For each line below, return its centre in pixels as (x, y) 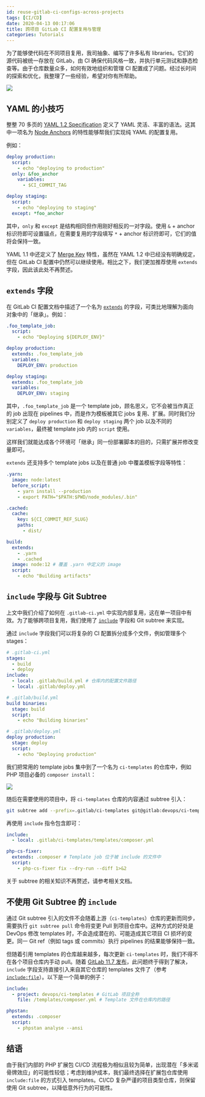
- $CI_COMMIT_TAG (45, 185)
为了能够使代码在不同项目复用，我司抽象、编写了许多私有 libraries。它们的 (100, 53)
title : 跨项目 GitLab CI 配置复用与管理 (54, 29)
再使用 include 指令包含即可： (44, 823)
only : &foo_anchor (35, 174)
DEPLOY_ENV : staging (43, 394)
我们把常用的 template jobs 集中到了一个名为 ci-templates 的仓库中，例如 (99, 767)
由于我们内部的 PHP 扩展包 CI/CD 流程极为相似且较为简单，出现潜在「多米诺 (103, 1065)
